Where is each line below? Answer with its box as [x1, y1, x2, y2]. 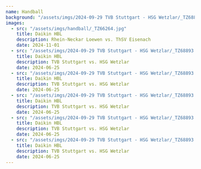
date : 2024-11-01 [16, 43, 60, 49]
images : [5, 20, 25, 26]
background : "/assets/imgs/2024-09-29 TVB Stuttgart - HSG [5, 14, 157, 20]
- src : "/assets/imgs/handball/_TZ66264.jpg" [11, 25, 127, 32]
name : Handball [5, 8, 44, 15]
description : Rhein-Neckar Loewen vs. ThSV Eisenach [16, 37, 151, 43]
